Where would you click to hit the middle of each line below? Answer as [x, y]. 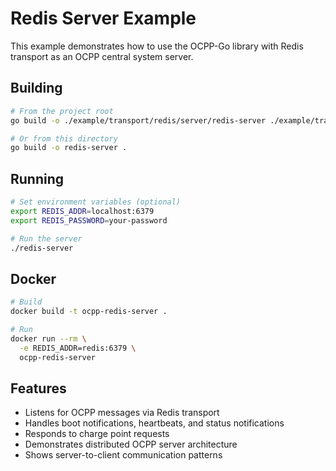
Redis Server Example [103, 18]
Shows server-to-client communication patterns [123, 455]
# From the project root [62, 111]
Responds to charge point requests [97, 434]
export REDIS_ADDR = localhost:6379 [82, 211]
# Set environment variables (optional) [96, 202]
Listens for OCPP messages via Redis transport [122, 413]
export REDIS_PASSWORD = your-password [89, 220]
